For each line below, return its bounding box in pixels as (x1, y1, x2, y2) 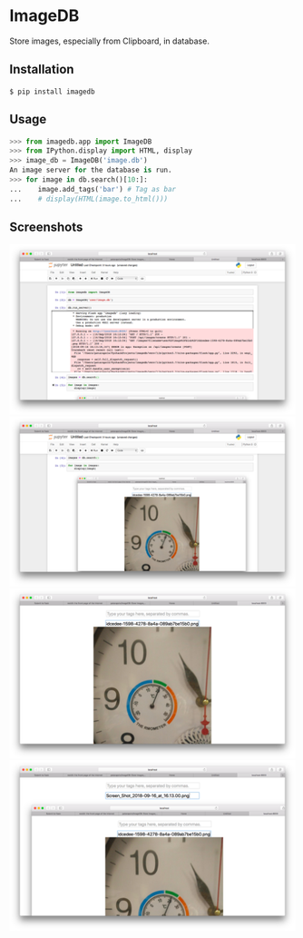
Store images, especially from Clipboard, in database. (9, 35, 210, 46)
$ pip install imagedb (9, 87, 95, 96)
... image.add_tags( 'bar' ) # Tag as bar (9, 184, 177, 193)
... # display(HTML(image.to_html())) (9, 194, 169, 203)
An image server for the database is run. (9, 165, 172, 175)
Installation (9, 62, 74, 77)
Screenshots (9, 220, 83, 235)
